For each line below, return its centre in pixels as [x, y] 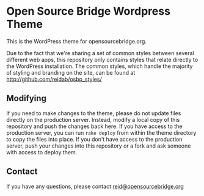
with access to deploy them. [42, 152]
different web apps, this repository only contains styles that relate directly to [102, 59]
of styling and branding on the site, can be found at [71, 72]
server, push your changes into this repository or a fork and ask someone [99, 146]
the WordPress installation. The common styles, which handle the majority [100, 66]
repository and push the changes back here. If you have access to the [94, 126]
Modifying [27, 98]
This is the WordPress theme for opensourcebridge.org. [76, 41]
